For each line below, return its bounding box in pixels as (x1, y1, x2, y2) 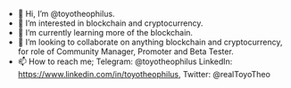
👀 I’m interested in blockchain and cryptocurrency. (17, 18, 204, 28)
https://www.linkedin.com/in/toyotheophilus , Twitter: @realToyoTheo (17, 69, 270, 79)
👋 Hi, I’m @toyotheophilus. (17, 9, 115, 19)
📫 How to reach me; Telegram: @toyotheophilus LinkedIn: (17, 56, 233, 67)
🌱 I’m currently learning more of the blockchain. (17, 28, 194, 37)
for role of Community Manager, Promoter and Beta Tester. (17, 46, 234, 57)
